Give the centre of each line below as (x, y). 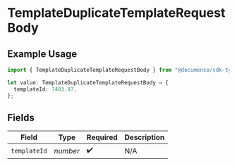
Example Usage (42, 54)
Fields (21, 117)
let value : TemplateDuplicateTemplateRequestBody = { (88, 82)
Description (145, 137)
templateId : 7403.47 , (45, 89)
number (67, 151)
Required (102, 137)
